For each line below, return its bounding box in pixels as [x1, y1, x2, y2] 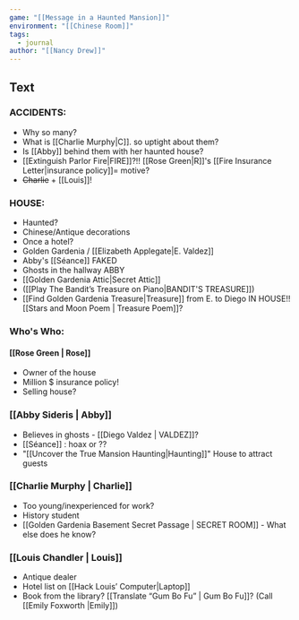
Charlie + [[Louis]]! [21, 174, 92, 185]
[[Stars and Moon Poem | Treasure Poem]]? [21, 303, 184, 314]
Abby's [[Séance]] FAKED [21, 255, 118, 266]
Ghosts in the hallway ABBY [21, 265, 125, 276]
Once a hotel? [21, 237, 74, 247]
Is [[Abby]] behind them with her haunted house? [21, 145, 204, 157]
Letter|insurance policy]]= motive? [21, 165, 150, 176]
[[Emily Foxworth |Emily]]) [21, 600, 119, 611]
